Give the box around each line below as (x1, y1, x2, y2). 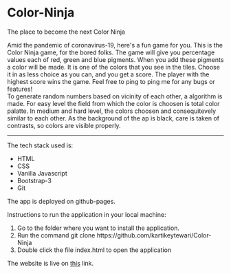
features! (7, 85, 33, 93)
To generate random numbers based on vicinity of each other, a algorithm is (7, 92, 223, 101)
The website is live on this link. (7, 259, 94, 267)
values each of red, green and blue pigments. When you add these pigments (7, 55, 224, 63)
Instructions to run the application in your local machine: (7, 210, 166, 218)
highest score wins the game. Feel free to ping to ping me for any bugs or (7, 77, 215, 85)
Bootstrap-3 (16, 176, 52, 185)
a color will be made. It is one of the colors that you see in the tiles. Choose (7, 63, 220, 71)
